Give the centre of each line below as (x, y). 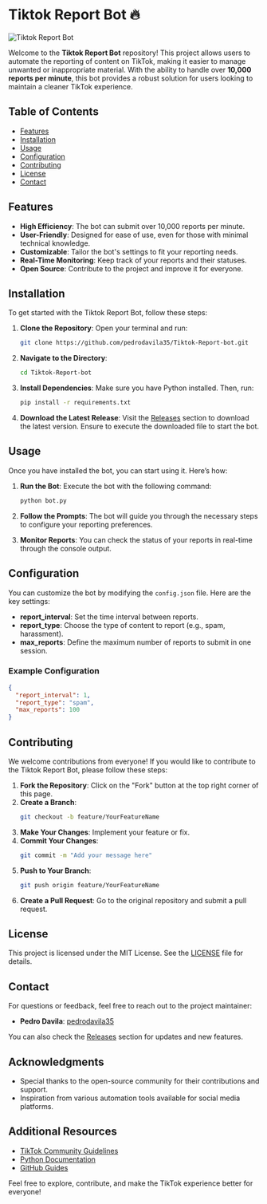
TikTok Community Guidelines (69, 1151)
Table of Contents (54, 112)
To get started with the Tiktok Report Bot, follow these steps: (108, 313)
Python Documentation (57, 1159)
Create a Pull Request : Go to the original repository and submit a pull (133, 900)
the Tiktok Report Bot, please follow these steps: (88, 770)
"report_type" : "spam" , (55, 703)
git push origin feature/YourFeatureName (89, 885)
